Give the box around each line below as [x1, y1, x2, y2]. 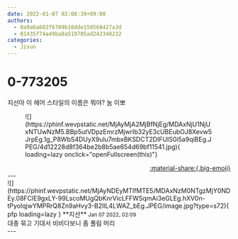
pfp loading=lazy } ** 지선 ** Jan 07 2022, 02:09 [7, 210, 137, 218]
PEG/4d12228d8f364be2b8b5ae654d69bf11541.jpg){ [25, 143, 181, 151]
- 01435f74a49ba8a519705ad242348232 [13, 30, 122, 38]
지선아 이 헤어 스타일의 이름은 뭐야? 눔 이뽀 [7, 98, 126, 106]
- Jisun [13, 43, 37, 50]
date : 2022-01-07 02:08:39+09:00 [7, 10, 106, 18]
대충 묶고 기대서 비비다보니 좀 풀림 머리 [7, 218, 115, 227]
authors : [7, 17, 33, 24]
